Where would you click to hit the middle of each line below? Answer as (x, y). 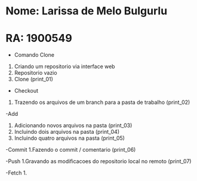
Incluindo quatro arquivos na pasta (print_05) (69, 138)
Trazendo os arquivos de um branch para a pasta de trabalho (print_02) (102, 102)
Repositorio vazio (36, 73)
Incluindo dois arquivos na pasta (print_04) (67, 132)
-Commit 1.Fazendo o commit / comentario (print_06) (71, 150)
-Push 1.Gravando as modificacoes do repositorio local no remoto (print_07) (98, 161)
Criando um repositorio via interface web (64, 66)
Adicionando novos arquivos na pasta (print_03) (73, 125)
